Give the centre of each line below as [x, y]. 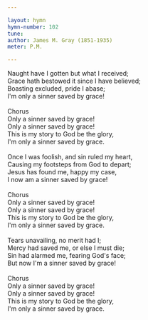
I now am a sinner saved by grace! [58, 180]
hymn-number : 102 [33, 27]
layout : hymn [27, 20]
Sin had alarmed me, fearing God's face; [67, 256]
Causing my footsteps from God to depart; [69, 164]
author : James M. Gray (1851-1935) [60, 40]
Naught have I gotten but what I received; [68, 74]
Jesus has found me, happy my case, [62, 172]
